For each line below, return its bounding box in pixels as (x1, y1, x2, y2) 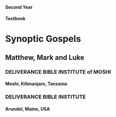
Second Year (5, 4, 33, 10)
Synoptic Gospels (5, 33, 81, 45)
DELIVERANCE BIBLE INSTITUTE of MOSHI (5, 68, 111, 75)
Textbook (5, 16, 26, 22)
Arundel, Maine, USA (5, 106, 50, 112)
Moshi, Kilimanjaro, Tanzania (5, 81, 68, 87)
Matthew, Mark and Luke (5, 53, 85, 62)
